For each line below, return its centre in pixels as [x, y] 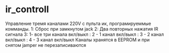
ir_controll [27, 9]
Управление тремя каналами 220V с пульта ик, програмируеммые [78, 23]
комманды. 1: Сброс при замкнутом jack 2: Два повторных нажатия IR [82, 29]
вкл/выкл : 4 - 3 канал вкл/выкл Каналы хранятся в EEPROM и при [78, 40]
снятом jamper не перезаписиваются [46, 45]
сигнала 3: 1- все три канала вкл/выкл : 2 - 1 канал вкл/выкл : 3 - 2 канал [84, 34]
